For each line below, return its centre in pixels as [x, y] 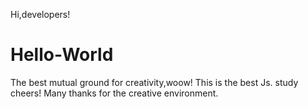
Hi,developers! [40, 14]
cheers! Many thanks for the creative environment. [114, 93]
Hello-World [62, 55]
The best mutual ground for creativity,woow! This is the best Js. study [154, 82]
